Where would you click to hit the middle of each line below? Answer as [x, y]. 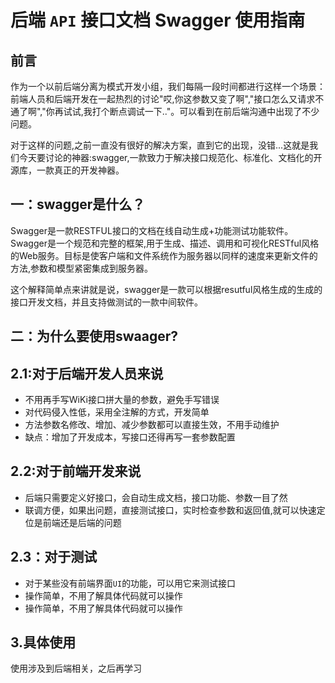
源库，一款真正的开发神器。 [67, 170]
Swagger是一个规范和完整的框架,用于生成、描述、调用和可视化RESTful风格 [165, 243]
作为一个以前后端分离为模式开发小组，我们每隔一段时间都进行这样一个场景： [168, 86]
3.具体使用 [43, 642]
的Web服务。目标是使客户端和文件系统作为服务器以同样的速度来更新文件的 [164, 255]
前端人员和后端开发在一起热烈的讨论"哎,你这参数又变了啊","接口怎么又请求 [163, 99]
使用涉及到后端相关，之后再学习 [76, 668]
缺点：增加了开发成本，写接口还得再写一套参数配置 [130, 437]
